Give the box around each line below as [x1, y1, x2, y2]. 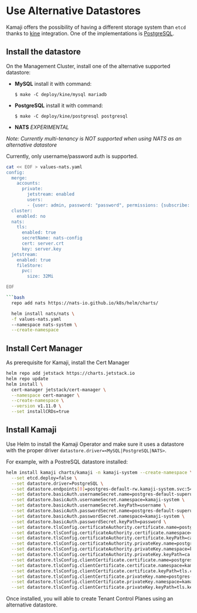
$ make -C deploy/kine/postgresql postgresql [14, 113, 128, 119]
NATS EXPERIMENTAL [14, 124, 69, 131]
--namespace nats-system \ [11, 322, 77, 328]
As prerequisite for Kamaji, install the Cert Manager [6, 359, 130, 366]
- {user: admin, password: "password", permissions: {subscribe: [27, 202, 191, 208]
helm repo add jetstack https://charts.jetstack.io [6, 371, 135, 377]
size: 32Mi [27, 274, 54, 279]
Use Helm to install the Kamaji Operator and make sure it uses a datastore [6, 440, 185, 448]
